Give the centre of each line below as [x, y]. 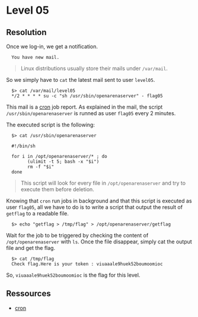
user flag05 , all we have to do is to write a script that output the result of [94, 207]
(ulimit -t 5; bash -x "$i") [63, 161]
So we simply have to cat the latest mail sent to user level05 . [81, 80]
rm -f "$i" [41, 167]
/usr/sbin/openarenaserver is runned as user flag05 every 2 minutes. [91, 113]
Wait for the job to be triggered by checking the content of [77, 235]
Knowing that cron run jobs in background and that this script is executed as [99, 201]
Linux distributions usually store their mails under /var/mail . [94, 68]
